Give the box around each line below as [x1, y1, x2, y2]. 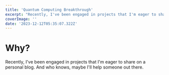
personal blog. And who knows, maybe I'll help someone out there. [5, 64, 144, 70]
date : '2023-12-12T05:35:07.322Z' [5, 21, 78, 26]
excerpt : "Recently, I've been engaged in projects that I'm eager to [5, 12, 156, 17]
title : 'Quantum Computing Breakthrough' [5, 7, 94, 12]
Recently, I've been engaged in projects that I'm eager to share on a [5, 59, 146, 65]
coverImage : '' [5, 16, 37, 21]
